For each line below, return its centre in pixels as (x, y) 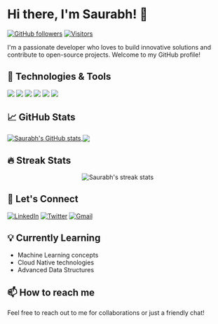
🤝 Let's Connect (43, 199)
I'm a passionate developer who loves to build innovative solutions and (109, 47)
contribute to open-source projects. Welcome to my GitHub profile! (104, 55)
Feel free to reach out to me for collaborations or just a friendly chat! (106, 313)
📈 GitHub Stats (41, 117)
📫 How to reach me (51, 293)
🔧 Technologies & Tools (59, 77)
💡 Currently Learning (54, 238)
